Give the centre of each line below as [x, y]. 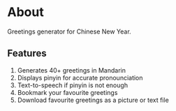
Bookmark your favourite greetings [67, 92]
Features [27, 53]
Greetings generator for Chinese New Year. [69, 31]
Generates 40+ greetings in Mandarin [71, 70]
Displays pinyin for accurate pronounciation [80, 77]
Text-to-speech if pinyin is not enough [72, 85]
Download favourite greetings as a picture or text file [93, 100]
